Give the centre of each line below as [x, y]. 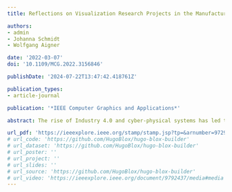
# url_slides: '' [32, 165]
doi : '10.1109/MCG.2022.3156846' [55, 64]
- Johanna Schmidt [33, 39]
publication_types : [35, 89]
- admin [18, 32]
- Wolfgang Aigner [33, 46]
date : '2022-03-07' [35, 58]
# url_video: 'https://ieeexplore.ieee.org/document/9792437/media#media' [117, 178]
